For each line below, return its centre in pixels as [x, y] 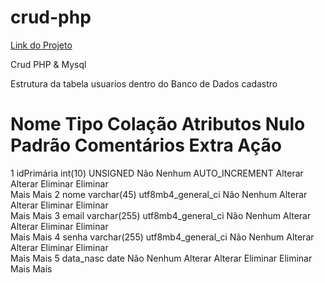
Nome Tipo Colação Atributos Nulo [158, 124]
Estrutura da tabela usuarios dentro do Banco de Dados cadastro [144, 83]
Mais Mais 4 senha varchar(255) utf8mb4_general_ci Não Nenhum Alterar [162, 237]
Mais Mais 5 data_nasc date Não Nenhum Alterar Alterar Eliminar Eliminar [161, 258]
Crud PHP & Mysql [48, 64]
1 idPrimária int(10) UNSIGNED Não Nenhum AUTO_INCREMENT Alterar [157, 173]
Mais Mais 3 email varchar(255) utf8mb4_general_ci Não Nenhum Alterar [161, 215]
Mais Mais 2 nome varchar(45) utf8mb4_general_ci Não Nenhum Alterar [159, 194]
